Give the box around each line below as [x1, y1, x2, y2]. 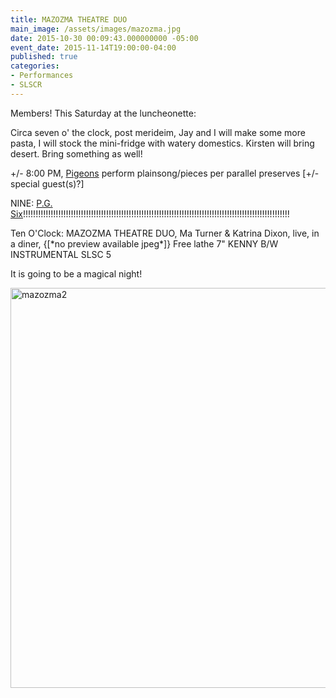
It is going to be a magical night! [10, 267, 143, 280]
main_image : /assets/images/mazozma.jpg [10, 24, 182, 34]
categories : [10, 61, 60, 71]
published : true [10, 52, 78, 62]
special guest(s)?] [10, 177, 85, 190]
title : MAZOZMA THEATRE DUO [10, 14, 128, 25]
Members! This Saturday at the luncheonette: [10, 107, 197, 119]
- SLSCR [10, 80, 43, 90]
